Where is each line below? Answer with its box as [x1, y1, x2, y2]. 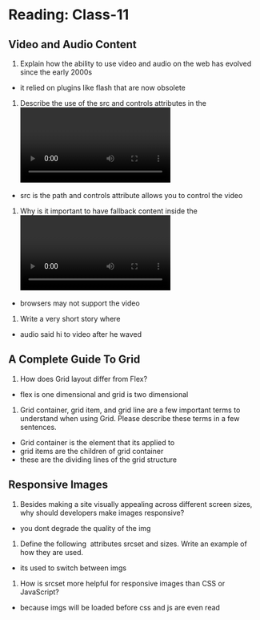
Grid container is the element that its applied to [19, 437, 175, 447]
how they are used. [19, 547, 84, 557]
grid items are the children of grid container [19, 446, 164, 456]
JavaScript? [19, 587, 60, 597]
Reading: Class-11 [8, 6, 130, 24]
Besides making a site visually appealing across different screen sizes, [19, 499, 253, 509]
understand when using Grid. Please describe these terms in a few [19, 413, 240, 423]
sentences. [19, 422, 58, 432]
